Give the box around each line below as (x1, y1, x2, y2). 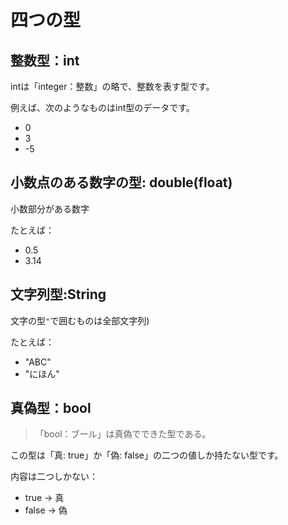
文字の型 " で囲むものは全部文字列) (10, 314, 150, 326)
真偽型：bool (10, 400, 92, 417)
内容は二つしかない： (10, 471, 98, 483)
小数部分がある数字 (10, 202, 90, 215)
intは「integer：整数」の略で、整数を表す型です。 (10, 81, 215, 92)
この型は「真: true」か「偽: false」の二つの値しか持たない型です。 (10, 449, 284, 461)
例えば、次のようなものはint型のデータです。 (10, 102, 195, 113)
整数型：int (10, 52, 80, 69)
